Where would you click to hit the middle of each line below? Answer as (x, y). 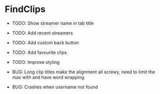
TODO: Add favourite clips (39, 52)
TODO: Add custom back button (46, 42)
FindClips (25, 9)
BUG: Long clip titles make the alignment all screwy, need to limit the (84, 72)
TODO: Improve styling (36, 62)
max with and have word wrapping (48, 77)
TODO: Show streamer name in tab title (53, 23)
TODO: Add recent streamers (43, 33)
